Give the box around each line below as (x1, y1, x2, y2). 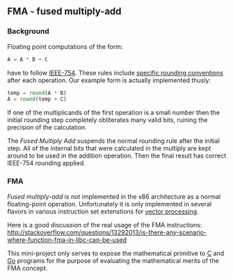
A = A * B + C (7, 56, 49, 63)
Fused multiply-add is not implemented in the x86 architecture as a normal (7, 192, 221, 201)
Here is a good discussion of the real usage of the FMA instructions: (7, 220, 202, 229)
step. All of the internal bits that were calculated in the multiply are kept (7, 144, 211, 153)
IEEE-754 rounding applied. (7, 159, 86, 167)
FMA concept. (7, 264, 48, 272)
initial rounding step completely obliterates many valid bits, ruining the (7, 116, 208, 124)
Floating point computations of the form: (7, 42, 123, 51)
